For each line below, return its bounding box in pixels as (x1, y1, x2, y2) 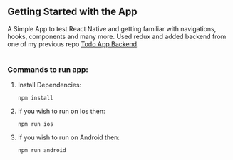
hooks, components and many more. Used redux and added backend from (7, 32, 227, 41)
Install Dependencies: (17, 81, 82, 90)
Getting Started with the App (7, 6, 138, 18)
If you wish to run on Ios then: (17, 107, 105, 116)
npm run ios (17, 121, 53, 128)
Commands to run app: (7, 65, 89, 74)
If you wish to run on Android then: (17, 133, 120, 142)
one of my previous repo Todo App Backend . (7, 39, 139, 48)
